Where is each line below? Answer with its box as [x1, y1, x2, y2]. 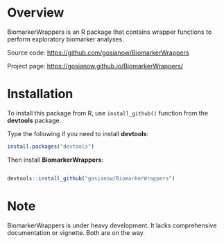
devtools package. [7, 116, 62, 124]
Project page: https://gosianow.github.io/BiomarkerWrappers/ [7, 62, 184, 70]
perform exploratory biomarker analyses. [7, 35, 125, 43]
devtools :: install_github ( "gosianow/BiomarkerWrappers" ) [7, 175, 175, 182]
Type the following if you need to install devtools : [7, 129, 149, 138]
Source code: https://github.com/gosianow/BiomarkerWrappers [7, 48, 189, 57]
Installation [7, 86, 74, 102]
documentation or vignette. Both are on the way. [7, 228, 146, 236]
